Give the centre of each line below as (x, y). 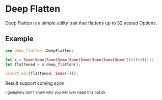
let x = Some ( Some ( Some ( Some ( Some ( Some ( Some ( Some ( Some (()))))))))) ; (79, 60)
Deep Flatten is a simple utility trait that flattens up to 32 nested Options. (81, 23)
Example (19, 39)
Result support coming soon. (36, 83)
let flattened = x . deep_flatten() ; (43, 64)
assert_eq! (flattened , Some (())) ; (42, 74)
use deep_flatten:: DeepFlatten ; (39, 51)
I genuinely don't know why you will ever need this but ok (56, 93)
